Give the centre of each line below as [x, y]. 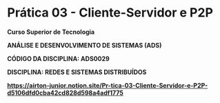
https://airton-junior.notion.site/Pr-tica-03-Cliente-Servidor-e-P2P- [108, 85]
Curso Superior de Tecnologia [51, 32]
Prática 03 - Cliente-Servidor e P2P [110, 13]
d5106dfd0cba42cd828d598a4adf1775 [66, 93]
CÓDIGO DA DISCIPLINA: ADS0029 [59, 58]
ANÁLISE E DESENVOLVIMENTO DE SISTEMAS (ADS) [84, 45]
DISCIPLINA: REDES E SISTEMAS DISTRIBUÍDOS [77, 72]
